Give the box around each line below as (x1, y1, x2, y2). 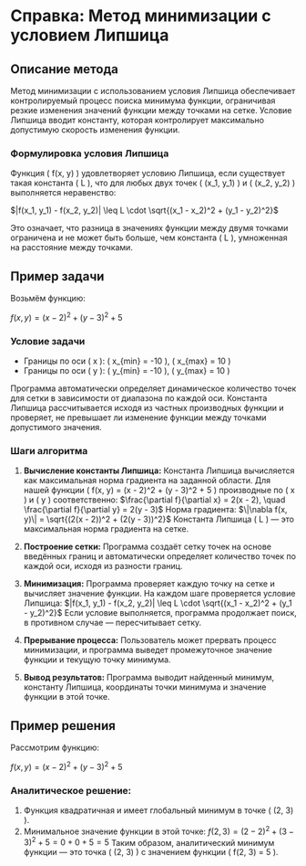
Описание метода (10, 61, 119, 77)
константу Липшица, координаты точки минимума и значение (23, 681, 267, 692)
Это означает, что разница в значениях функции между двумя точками (10, 223, 289, 234)
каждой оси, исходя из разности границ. (23, 561, 183, 572)
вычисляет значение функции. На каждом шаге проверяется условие (23, 588, 296, 599)
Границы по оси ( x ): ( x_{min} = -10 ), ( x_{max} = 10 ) (23, 355, 231, 366)
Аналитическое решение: (10, 784, 132, 797)
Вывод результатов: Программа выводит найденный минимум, (23, 672, 275, 683)
